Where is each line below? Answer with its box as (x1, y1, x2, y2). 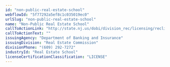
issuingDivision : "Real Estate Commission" (5, 40, 99, 45)
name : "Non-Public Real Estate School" (5, 21, 90, 27)
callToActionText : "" (5, 31, 51, 36)
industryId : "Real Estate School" (5, 49, 78, 54)
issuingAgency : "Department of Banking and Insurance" (5, 36, 123, 41)
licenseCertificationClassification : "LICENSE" (5, 54, 108, 59)
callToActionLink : (5, 26, 44, 31)
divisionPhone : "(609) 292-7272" (5, 45, 76, 50)
